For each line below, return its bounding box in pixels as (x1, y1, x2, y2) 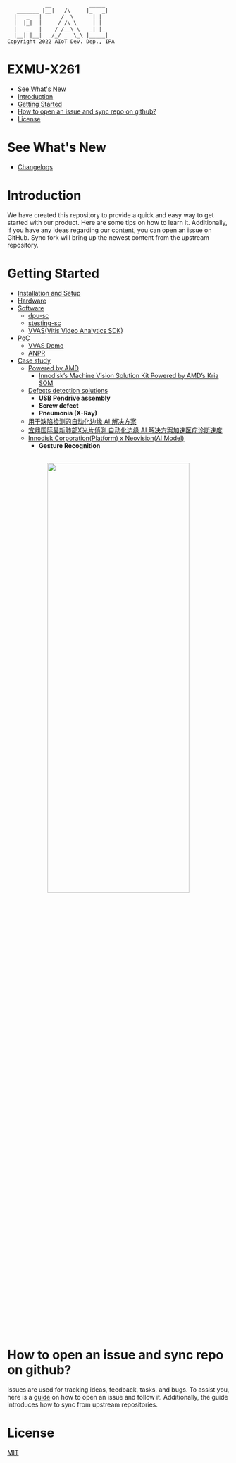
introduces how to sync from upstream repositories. (7, 1400, 159, 1409)
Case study (17, 356, 51, 365)
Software (17, 303, 44, 312)
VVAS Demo (27, 341, 64, 350)
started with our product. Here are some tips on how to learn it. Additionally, (7, 218, 228, 226)
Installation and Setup (17, 289, 81, 297)
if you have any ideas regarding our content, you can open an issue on (7, 226, 212, 234)
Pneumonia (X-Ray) (38, 408, 97, 417)
